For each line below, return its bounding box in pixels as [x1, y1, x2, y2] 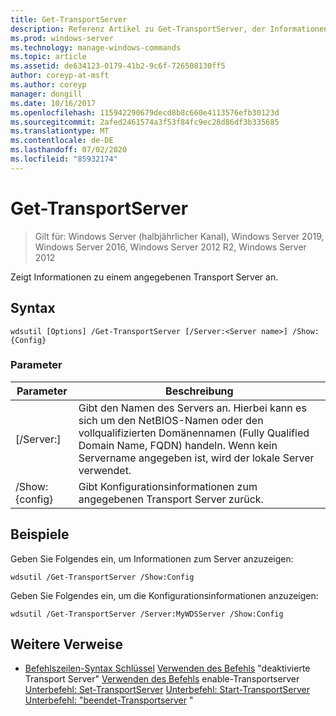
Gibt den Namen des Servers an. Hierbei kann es [78, 401, 307, 415]
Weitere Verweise [10, 636, 124, 653]
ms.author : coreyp [10, 80, 87, 90]
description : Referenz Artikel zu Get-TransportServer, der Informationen [10, 24, 329, 34]
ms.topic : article [10, 52, 87, 62]
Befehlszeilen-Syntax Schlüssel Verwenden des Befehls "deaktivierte [24, 662, 311, 675]
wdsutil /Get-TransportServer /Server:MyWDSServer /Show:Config [10, 609, 284, 619]
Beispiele [10, 526, 70, 543]
